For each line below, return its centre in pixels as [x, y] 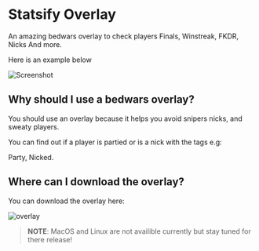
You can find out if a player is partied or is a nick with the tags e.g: [115, 142]
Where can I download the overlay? [96, 182]
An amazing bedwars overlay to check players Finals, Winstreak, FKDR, [124, 36]
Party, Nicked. [31, 157]
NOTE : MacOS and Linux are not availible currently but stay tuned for [139, 231]
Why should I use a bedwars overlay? [101, 100]
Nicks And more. [35, 44]
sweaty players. [34, 126]
